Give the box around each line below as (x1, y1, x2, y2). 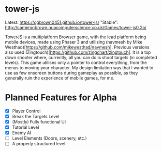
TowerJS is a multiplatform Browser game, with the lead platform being (5, 34, 147, 40)
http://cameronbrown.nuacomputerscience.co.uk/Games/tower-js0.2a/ (5, 24, 147, 30)
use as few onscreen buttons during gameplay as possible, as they (5, 70, 138, 75)
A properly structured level (12, 141, 66, 147)
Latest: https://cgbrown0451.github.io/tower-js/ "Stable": (5, 19, 118, 25)
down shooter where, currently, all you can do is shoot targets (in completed (5, 54, 157, 60)
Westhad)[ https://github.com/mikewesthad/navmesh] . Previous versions (5, 44, 150, 50)
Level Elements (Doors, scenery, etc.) (12, 136, 87, 141)
